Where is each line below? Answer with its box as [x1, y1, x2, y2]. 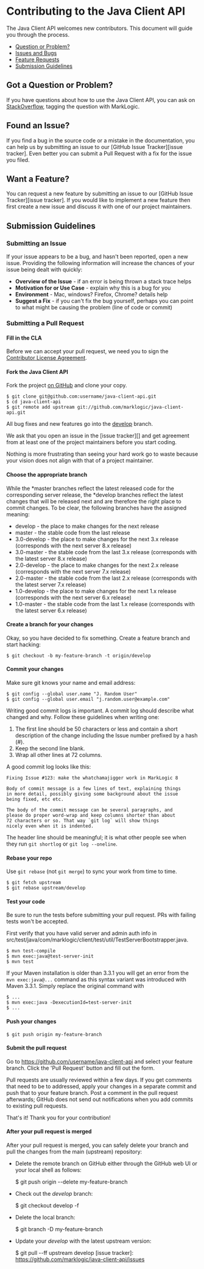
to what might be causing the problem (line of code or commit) [15, 304, 172, 311]
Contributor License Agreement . [6, 354, 87, 362]
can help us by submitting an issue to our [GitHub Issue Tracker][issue [6, 143, 183, 150]
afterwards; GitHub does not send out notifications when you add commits [6, 1095, 194, 1103]
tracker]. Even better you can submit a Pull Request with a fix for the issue [6, 150, 192, 157]
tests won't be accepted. [6, 918, 69, 925]
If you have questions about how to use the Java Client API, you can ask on [6, 96, 195, 103]
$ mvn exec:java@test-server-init [6, 953, 94, 960]
